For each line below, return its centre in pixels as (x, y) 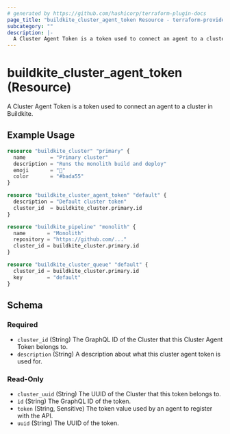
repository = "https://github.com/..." (70, 240)
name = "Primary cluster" (61, 157)
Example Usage (41, 135)
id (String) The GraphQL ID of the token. (74, 401)
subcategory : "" (30, 26)
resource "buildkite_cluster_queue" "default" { (78, 265)
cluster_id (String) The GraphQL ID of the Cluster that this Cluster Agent (120, 339)
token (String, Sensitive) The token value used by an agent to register (115, 409)
